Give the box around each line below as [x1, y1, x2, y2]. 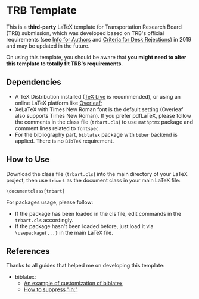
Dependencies [6, 77, 61, 87]
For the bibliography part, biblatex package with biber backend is [14, 131, 178, 138]
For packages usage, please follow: [6, 199, 94, 206]
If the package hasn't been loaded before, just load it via [14, 222, 154, 229]
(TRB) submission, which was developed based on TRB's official [6, 29, 164, 36]
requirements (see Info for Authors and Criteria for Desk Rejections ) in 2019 [6, 36, 192, 43]
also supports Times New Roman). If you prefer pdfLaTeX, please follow [14, 112, 192, 119]
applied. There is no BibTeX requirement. [14, 137, 114, 144]
